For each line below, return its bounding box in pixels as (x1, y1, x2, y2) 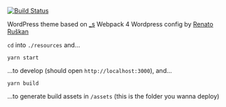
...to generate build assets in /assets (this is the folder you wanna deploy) (7, 92, 220, 100)
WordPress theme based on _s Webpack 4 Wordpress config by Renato (7, 20, 213, 28)
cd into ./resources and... (7, 41, 80, 49)
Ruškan (7, 28, 29, 35)
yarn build (7, 80, 39, 87)
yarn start (7, 54, 39, 61)
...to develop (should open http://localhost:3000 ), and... (7, 67, 173, 74)
